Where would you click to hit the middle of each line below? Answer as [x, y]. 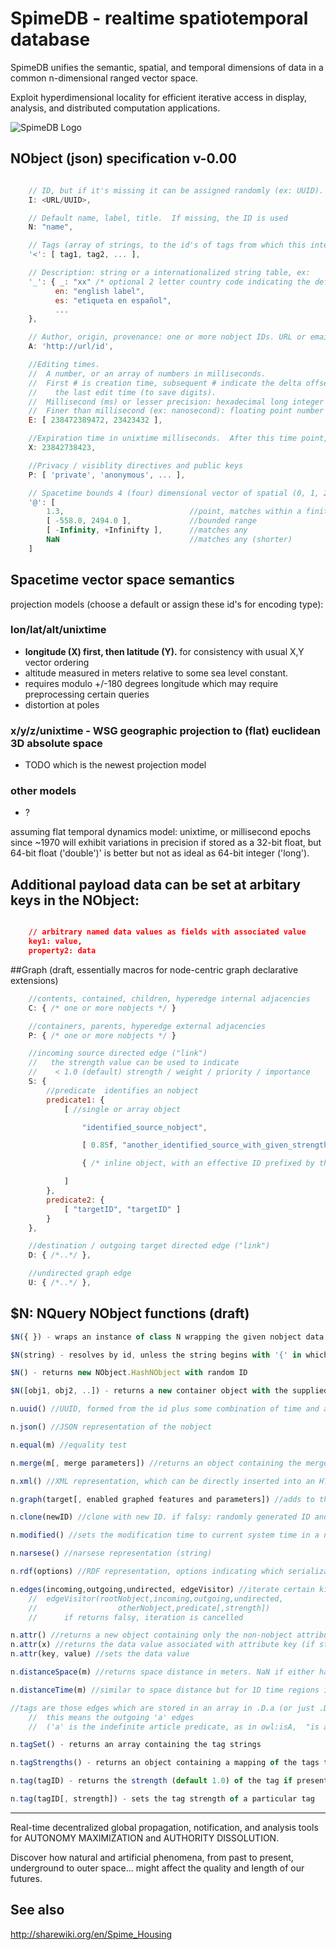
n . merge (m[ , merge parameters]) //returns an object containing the [156, 1463]
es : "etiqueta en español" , [113, 300]
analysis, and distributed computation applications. [115, 108]
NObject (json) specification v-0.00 [123, 158]
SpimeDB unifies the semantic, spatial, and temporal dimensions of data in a [167, 67]
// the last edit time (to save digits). [122, 392]
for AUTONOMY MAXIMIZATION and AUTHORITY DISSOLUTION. [145, 1838]
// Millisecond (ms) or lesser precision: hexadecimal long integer [176, 402]
